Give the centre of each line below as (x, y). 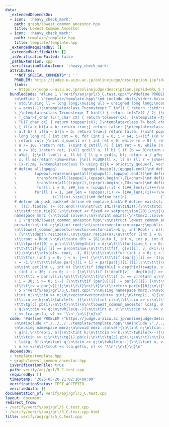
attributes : (22, 71)
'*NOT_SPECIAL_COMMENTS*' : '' (46, 75)
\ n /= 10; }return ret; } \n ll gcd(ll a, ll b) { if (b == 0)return (88, 150)
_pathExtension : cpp (31, 61)
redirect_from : (21, 403)
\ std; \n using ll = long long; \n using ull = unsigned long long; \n (86, 104)
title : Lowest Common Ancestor (47, 29)
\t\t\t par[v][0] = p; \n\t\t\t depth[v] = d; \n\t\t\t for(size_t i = (85, 244)
